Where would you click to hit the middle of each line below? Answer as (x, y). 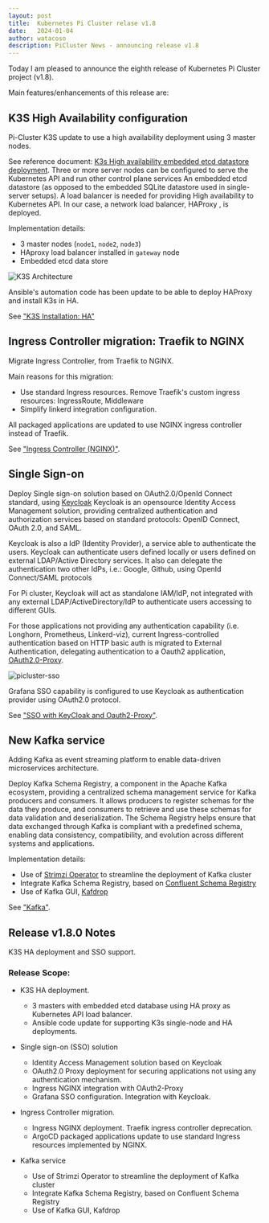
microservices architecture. (54, 768)
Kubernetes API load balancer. (82, 1015)
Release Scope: (39, 973)
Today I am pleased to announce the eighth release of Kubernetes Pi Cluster (134, 68)
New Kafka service (57, 740)
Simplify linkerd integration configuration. (88, 409)
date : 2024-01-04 (41, 31)
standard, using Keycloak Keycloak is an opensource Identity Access (122, 502)
